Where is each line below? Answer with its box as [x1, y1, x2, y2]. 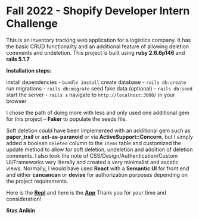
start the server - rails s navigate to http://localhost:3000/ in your [6, 91, 175, 98]
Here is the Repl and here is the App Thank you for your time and [6, 189, 167, 196]
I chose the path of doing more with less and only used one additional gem [6, 109, 189, 116]
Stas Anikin [6, 207, 36, 214]
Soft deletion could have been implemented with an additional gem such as [6, 127, 191, 134]
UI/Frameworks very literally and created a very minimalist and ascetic [6, 158, 179, 165]
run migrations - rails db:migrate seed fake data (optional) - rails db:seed [6, 85, 192, 92]
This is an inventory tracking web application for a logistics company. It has [6, 36, 191, 43]
